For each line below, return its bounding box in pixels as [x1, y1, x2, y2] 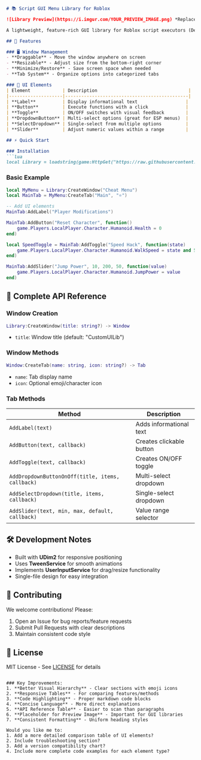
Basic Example [6, 174, 50, 182]
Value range [135, 506, 169, 514]
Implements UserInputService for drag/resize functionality [14, 566, 160, 573]
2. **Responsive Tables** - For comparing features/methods [6, 691, 160, 697]
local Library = [6, 159, 47, 165]
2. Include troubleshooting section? [6, 738, 100, 744]
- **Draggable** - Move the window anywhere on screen [6, 54, 146, 60]
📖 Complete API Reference [6, 291, 106, 302]
